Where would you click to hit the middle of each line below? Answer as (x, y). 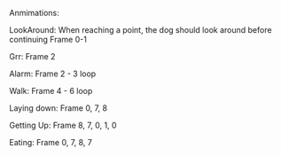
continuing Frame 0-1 (48, 39)
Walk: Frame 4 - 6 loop (51, 91)
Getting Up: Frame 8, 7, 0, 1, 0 (63, 125)
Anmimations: (34, 13)
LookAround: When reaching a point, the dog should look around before (140, 30)
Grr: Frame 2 (32, 56)
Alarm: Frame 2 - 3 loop (53, 74)
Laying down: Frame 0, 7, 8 (59, 108)
